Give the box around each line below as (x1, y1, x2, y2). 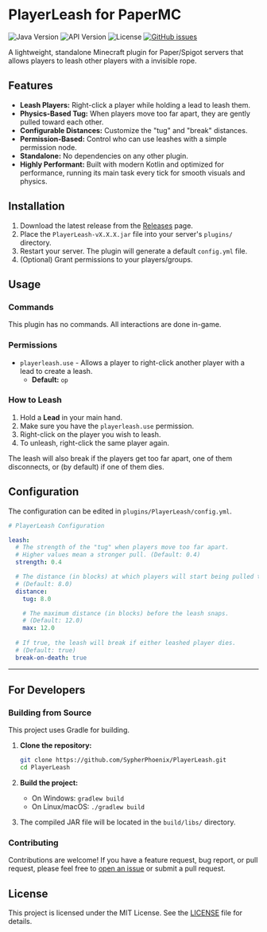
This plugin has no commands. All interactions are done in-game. (8, 320, 222, 329)
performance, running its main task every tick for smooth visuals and (19, 167, 246, 177)
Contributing (8, 837, 59, 848)
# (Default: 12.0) (22, 616, 83, 625)
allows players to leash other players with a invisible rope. (8, 56, 197, 65)
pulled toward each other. (19, 117, 104, 127)
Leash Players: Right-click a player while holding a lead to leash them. (19, 100, 250, 109)
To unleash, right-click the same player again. (19, 438, 169, 447)
